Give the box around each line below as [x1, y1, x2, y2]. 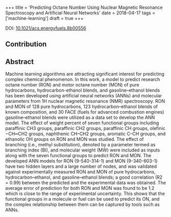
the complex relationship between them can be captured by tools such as [5, 202, 160, 208]
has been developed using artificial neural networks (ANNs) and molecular [5, 93, 162, 99]
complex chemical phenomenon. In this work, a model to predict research [5, 76, 160, 82]
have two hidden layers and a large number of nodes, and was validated [5, 163, 157, 169]
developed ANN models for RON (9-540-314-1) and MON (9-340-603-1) [5, 158, 158, 164]
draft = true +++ [49, 15, 84, 21]
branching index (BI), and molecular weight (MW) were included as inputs [5, 147, 160, 153]
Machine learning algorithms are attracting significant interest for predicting [5, 71, 165, 77]
